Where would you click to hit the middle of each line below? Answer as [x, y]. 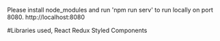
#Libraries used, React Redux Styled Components [77, 30]
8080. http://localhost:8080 [46, 17]
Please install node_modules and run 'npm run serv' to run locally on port [110, 10]
